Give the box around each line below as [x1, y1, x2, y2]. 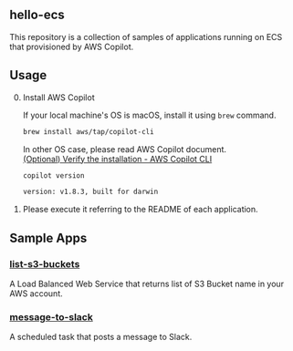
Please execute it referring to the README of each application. [22, 204, 258, 215]
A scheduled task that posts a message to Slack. [9, 332, 193, 343]
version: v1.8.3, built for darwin [22, 187, 159, 197]
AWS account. [9, 287, 63, 299]
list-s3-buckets [9, 257, 80, 270]
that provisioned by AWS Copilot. [9, 41, 134, 52]
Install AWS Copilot [22, 91, 95, 103]
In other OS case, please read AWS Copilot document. [22, 143, 226, 154]
